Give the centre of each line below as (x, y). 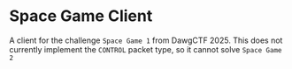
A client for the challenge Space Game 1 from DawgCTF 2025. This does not (146, 40)
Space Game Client (81, 16)
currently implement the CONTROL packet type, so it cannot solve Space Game (146, 49)
